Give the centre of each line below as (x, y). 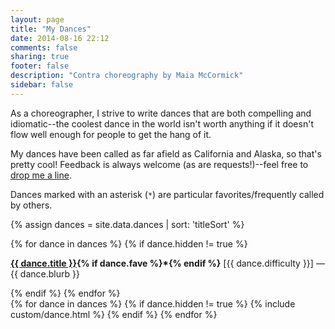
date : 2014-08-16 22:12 (60, 38)
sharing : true (40, 57)
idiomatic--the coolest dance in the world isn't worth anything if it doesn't (162, 123)
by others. (31, 205)
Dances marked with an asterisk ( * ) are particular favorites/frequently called (167, 194)
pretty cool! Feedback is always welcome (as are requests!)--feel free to (159, 164)
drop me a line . (41, 175)
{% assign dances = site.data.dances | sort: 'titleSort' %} (127, 224)
